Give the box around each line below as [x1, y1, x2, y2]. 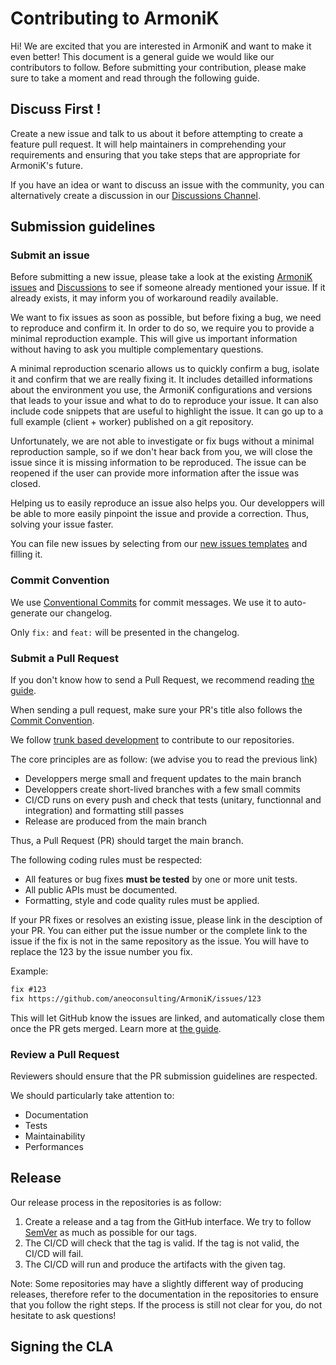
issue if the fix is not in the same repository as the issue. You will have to [10, 935, 310, 947]
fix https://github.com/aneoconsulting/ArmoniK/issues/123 [10, 993, 262, 1004]
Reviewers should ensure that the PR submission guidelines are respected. [10, 1070, 318, 1082]
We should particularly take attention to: [10, 1090, 175, 1102]
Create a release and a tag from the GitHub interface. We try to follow [24, 1215, 312, 1227]
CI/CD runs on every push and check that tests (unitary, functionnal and [24, 794, 322, 806]
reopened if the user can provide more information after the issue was [10, 467, 300, 479]
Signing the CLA [10, 1338, 114, 1356]
